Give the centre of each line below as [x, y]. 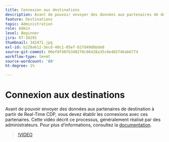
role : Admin [18, 29]
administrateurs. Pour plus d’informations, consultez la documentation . [78, 125]
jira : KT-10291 [21, 38]
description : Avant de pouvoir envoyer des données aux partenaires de [82, 15]
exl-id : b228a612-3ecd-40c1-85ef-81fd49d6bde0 [55, 47]
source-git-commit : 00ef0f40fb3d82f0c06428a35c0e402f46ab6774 [72, 52]
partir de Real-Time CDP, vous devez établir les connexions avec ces [77, 114]
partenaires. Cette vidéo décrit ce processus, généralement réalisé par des [83, 120]
